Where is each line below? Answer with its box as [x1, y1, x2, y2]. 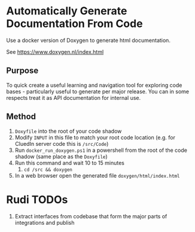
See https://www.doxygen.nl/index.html [6, 48, 104, 55]
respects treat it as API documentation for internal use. [6, 94, 141, 101]
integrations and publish [14, 219, 75, 226]
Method [6, 112, 36, 122]
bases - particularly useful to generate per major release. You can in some [6, 88, 190, 95]
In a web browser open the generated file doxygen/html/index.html [14, 172, 180, 179]
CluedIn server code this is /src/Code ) [14, 140, 109, 147]
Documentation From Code [6, 17, 143, 30]
